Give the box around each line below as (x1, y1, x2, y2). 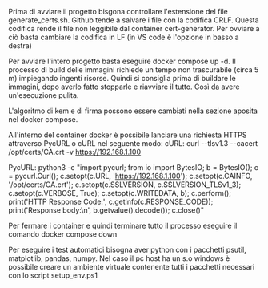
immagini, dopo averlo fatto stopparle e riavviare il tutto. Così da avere (8, 82, 240, 91)
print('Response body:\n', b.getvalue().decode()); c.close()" (8, 205, 204, 215)
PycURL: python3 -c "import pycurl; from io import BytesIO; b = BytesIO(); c (8, 163, 258, 172)
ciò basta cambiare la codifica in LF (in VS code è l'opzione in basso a (8, 32, 239, 42)
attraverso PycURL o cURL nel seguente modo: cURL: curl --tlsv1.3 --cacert (8, 139, 258, 148)
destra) (8, 41, 32, 51)
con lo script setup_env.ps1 (8, 270, 98, 280)
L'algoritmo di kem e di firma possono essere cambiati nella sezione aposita (8, 106, 258, 116)
